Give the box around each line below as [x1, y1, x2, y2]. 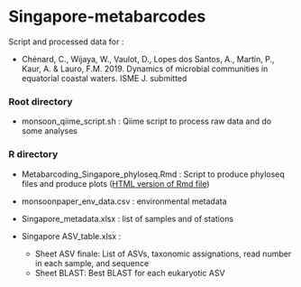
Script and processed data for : [8, 36, 124, 47]
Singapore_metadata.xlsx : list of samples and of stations [21, 213, 234, 224]
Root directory [8, 95, 73, 107]
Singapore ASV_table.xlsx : [21, 230, 122, 241]
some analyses [21, 125, 78, 136]
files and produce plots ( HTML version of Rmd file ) [21, 178, 210, 189]
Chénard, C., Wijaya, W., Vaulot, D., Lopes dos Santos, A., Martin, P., [21, 53, 276, 64]
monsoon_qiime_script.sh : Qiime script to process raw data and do [21, 116, 272, 127]
